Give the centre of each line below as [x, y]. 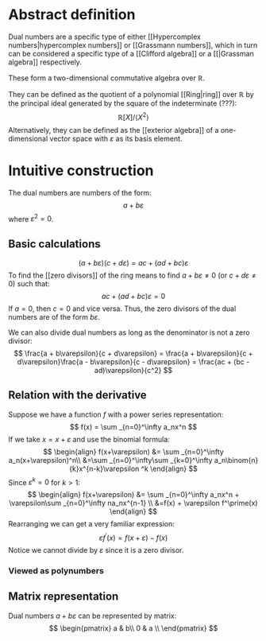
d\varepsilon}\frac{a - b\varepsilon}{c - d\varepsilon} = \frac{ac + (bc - [133, 362]
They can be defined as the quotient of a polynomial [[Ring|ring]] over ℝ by [131, 94]
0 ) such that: [29, 284]
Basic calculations [54, 244]
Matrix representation [64, 597]
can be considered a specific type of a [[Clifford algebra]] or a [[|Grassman [131, 53]
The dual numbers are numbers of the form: [80, 192]
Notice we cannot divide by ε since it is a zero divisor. [96, 550]
